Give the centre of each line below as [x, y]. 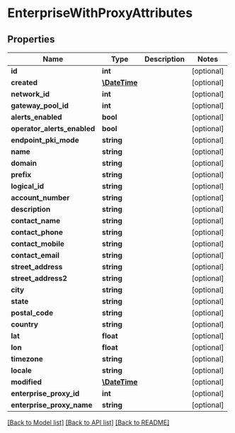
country [25, 324]
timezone [27, 359]
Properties [31, 39]
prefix [21, 175]
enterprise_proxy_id [45, 393]
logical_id [28, 186]
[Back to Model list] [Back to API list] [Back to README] [88, 422]
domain [24, 163]
